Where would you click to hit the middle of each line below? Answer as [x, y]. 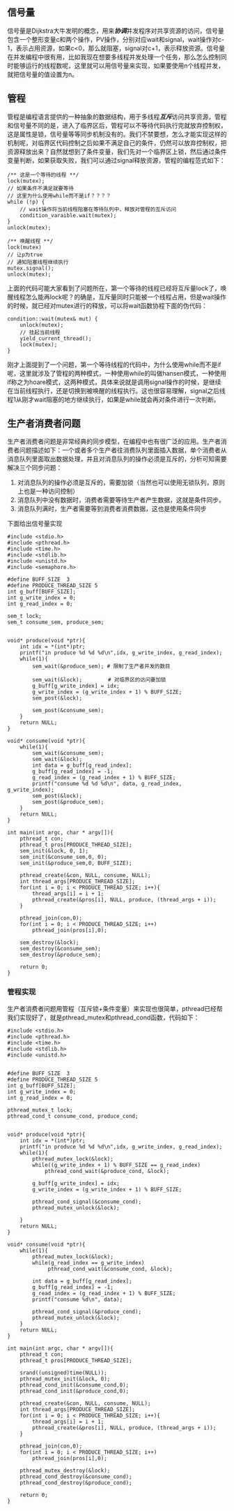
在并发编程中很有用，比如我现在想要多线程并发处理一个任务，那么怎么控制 [114, 57]
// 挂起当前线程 [40, 332]
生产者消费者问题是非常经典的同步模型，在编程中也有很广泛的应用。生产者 [114, 441]
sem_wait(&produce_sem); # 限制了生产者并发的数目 [101, 666]
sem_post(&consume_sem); [68, 711]
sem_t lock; [24, 617]
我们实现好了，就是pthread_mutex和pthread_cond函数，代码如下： [103, 1017]
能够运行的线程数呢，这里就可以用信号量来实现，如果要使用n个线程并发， [119, 66]
